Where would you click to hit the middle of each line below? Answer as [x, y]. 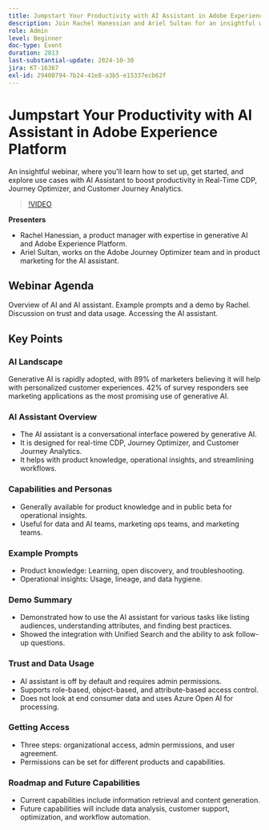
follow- [247, 634]
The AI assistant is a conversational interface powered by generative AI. [139, 435]
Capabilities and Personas [60, 489]
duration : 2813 [34, 53]
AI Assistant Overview [53, 416]
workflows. [38, 468]
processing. [40, 707]
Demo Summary [40, 600]
